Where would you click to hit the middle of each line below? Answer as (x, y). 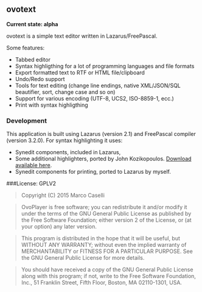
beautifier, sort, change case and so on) (65, 92)
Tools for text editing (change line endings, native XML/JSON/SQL (98, 85)
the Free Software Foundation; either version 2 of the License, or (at (106, 220)
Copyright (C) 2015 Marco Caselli (63, 195)
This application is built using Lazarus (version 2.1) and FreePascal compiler (101, 134)
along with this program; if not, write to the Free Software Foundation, (109, 276)
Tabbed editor (33, 59)
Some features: (26, 48)
